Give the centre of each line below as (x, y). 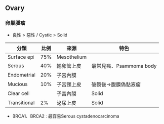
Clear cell (19, 93)
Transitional (21, 102)
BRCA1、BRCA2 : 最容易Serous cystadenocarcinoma (66, 116)
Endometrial (21, 75)
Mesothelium (72, 57)
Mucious (18, 84)
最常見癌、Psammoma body (124, 66)
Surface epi (21, 57)
